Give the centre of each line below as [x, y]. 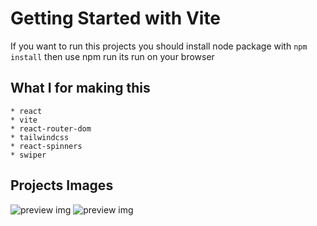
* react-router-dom [51, 128]
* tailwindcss [40, 137]
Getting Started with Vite [116, 18]
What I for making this [80, 88]
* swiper [28, 155]
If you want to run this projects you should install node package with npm [159, 46]
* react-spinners [46, 146]
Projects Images [62, 185]
